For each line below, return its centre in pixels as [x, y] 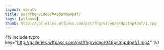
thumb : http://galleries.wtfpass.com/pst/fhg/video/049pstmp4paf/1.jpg [81, 23]
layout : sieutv [21, 10]
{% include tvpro [22, 37]
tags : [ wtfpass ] [22, 19]
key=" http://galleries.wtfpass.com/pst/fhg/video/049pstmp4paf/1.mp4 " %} [82, 43]
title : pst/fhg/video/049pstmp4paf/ [43, 14]
